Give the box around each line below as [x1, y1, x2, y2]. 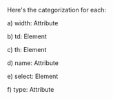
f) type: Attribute [7, 86, 54, 93]
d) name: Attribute [7, 59, 59, 67]
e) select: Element [7, 72, 59, 80]
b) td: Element [7, 32, 47, 40]
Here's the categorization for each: [7, 6, 107, 14]
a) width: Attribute [7, 19, 59, 27]
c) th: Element [7, 46, 47, 53]
